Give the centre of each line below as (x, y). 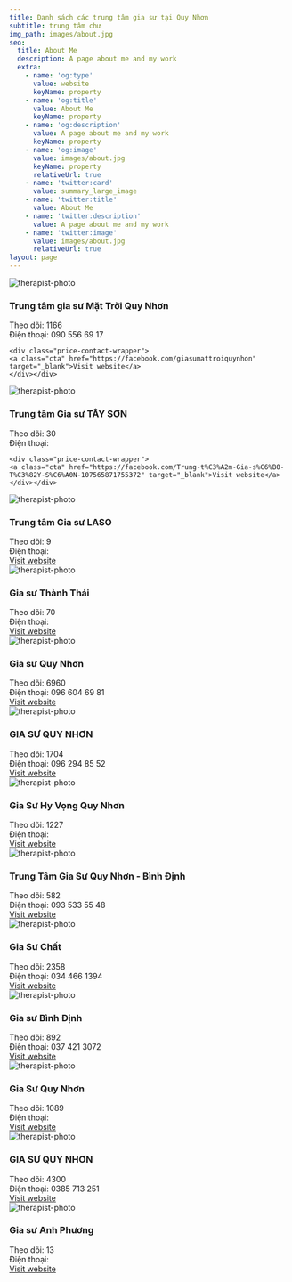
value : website (61, 84)
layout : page (33, 258)
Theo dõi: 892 (35, 1037)
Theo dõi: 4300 (38, 1179)
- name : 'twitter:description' (83, 216)
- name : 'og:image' (61, 150)
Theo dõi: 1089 (37, 1108)
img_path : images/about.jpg (61, 34)
